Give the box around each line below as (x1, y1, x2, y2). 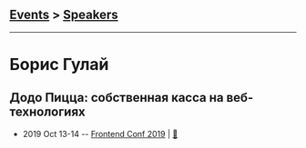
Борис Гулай (9, 54, 109, 74)
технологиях (9, 104, 87, 120)
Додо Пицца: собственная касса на (9, 90, 224, 105)
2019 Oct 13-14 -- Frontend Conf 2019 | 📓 (22, 128, 178, 139)
